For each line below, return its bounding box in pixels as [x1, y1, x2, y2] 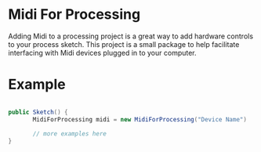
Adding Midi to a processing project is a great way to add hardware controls [8, 31, 253, 41]
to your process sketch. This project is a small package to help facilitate [8, 39, 240, 49]
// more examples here [32, 129, 107, 138]
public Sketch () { [8, 108, 68, 116]
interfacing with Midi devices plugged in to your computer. [8, 48, 198, 57]
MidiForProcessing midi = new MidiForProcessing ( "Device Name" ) [32, 115, 247, 123]
